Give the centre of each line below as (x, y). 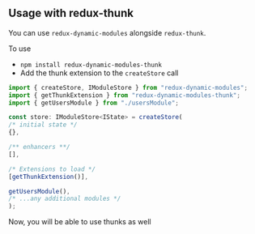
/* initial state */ (43, 125)
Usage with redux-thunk (71, 13)
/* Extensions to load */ (52, 169)
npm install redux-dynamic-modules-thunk (91, 65)
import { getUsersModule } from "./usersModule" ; (94, 103)
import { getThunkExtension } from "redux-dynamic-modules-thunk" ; (125, 95)
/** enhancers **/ (39, 147)
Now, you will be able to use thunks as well (80, 222)
